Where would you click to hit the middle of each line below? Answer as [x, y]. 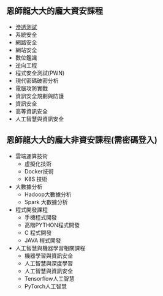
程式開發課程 [31, 210]
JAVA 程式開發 [43, 240]
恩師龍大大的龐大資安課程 [55, 11]
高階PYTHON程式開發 [52, 225]
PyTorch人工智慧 [46, 286]
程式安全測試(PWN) [40, 73]
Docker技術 [39, 171]
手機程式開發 [40, 217]
